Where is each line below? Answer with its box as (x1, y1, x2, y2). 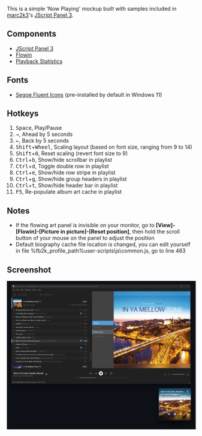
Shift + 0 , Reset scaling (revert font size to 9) (15, 150, 128, 157)
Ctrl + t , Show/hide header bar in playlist (15, 182, 118, 189)
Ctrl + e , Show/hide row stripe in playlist (15, 169, 116, 176)
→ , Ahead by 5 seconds (15, 130, 73, 138)
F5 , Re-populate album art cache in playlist (15, 188, 122, 195)
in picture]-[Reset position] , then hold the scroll (60, 228, 180, 235)
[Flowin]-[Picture (15, 228, 59, 235)
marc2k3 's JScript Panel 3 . (7, 11, 74, 19)
